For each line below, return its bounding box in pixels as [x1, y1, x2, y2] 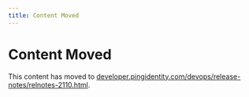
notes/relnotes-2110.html [8, 80, 88, 89]
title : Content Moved [8, 11, 80, 20]
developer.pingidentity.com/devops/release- [96, 72, 241, 81]
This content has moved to [8, 72, 95, 81]
